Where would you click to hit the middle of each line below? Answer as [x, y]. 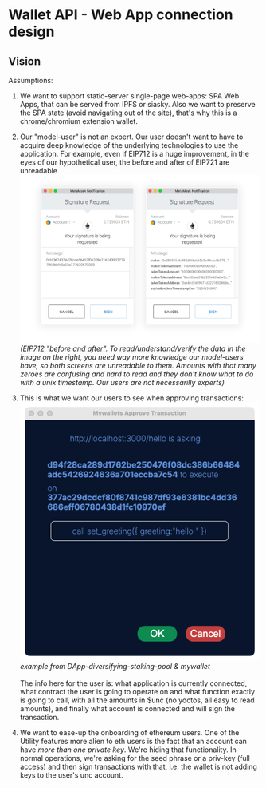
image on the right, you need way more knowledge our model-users [132, 357]
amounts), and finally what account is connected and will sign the [127, 709]
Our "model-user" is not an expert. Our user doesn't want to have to [131, 137]
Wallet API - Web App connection [121, 15]
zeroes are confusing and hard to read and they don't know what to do [137, 374]
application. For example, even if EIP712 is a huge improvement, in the [134, 154]
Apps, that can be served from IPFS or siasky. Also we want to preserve [138, 104]
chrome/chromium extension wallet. [78, 121]
